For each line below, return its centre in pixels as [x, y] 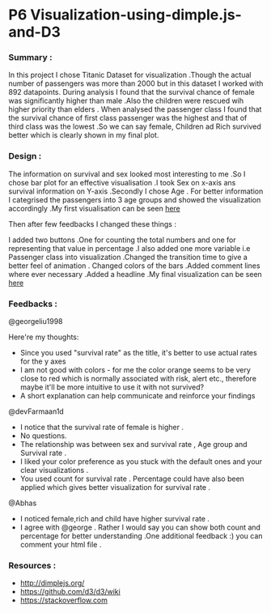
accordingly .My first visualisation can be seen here [94, 208]
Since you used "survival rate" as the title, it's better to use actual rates [138, 353]
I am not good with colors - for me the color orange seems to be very [135, 370]
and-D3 [34, 32]
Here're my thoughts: [44, 337]
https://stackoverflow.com [64, 600]
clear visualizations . [54, 470]
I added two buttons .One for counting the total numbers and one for [122, 240]
